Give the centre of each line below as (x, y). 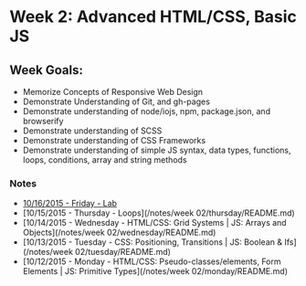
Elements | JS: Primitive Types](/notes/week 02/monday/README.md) (155, 271)
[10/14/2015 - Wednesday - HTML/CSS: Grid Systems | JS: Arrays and (154, 223)
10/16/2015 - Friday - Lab (69, 204)
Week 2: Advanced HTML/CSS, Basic (153, 17)
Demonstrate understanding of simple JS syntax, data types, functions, (157, 150)
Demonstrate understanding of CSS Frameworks (114, 140)
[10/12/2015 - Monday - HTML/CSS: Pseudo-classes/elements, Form (152, 261)
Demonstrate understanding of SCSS (92, 131)
